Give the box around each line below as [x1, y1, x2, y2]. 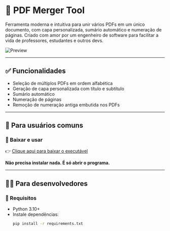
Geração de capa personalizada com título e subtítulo [12, 86, 124, 92]
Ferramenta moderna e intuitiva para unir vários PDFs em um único [5, 21, 145, 27]
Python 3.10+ [12, 206, 40, 212]
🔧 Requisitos [5, 195, 37, 202]
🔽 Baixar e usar [5, 136, 43, 143]
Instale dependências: [12, 211, 59, 217]
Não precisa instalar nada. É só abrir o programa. [5, 160, 110, 166]
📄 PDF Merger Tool [5, 5, 85, 16]
